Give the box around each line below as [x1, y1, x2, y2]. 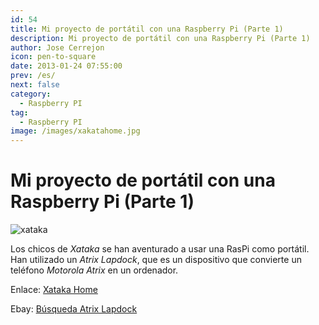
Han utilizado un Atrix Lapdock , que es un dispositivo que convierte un [10, 254, 302, 266]
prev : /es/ [10, 71, 56, 81]
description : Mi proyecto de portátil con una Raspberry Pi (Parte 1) [10, 33, 311, 43]
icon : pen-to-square [10, 52, 97, 62]
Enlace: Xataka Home [10, 284, 98, 296]
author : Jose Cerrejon [10, 42, 105, 53]
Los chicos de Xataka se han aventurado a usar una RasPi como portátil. [10, 243, 310, 255]
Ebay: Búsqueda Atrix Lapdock [10, 303, 138, 315]
